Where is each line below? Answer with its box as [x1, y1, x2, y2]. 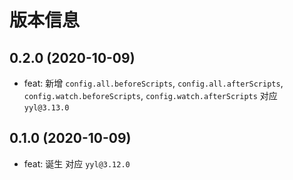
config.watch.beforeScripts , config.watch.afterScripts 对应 [23, 90, 278, 101]
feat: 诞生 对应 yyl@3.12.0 [23, 157, 131, 170]
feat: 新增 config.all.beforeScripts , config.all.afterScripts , [23, 77, 284, 89]
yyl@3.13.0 [23, 103, 70, 113]
